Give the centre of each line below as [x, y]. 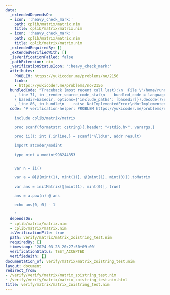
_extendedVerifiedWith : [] [38, 52]
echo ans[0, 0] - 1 [35, 205]
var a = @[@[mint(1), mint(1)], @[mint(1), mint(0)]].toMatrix [82, 177]
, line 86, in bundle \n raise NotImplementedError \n [75, 104]
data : [11, 10]
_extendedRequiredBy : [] [36, 48]
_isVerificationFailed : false [41, 57]
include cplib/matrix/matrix [45, 118]
